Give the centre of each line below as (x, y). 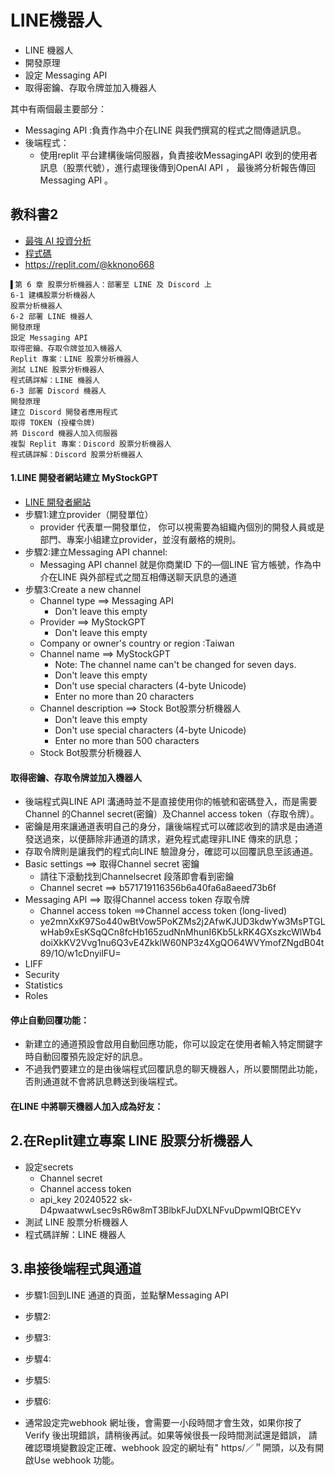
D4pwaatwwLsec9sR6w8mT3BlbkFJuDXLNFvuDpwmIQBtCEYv (170, 1210)
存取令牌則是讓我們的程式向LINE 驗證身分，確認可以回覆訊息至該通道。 (171, 852)
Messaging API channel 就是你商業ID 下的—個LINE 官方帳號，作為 (176, 564)
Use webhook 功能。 (76, 1460)
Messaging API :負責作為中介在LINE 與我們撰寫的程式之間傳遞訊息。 (165, 130)
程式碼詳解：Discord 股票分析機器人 (76, 454)
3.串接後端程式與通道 (76, 1269)
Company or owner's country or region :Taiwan (137, 643)
